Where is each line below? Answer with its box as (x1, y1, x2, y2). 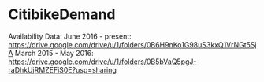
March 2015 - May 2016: (14, 48, 94, 58)
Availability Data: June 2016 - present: (8, 32, 132, 41)
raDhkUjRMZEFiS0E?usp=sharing (8, 65, 117, 74)
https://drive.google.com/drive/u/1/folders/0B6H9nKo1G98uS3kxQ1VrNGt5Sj (8, 39, 258, 49)
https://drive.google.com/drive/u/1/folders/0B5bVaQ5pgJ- (8, 57, 197, 66)
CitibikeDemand (8, 6, 116, 24)
